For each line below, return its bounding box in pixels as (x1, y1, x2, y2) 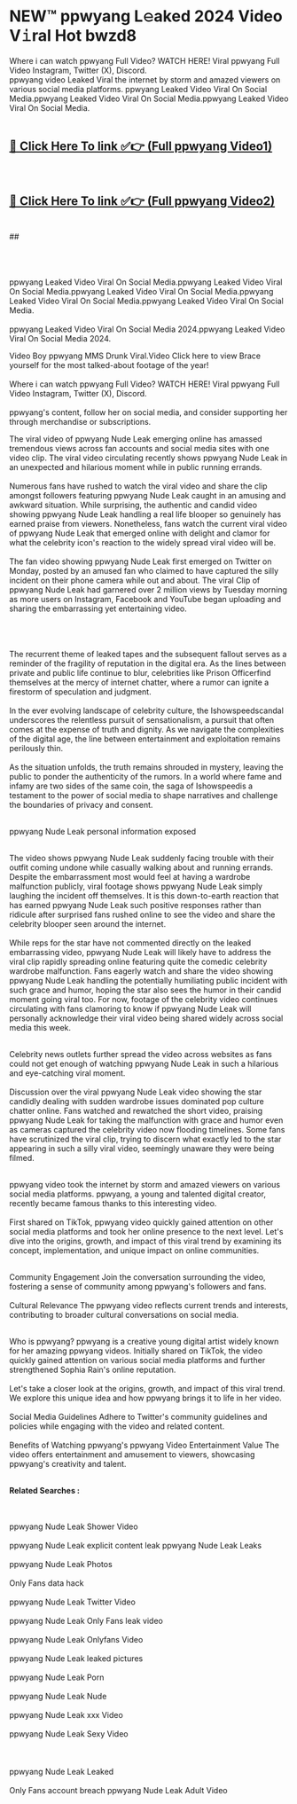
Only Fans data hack (9, 1577, 84, 1588)
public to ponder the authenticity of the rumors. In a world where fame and (9, 771, 282, 781)
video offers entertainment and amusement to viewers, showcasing (9, 1448, 255, 1460)
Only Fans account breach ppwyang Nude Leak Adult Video (9, 1784, 228, 1795)
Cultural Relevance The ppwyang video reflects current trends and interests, (9, 1299, 289, 1310)
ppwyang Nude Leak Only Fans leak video (9, 1615, 164, 1626)
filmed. (9, 1152, 35, 1163)
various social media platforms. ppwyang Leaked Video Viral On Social (9, 83, 268, 94)
